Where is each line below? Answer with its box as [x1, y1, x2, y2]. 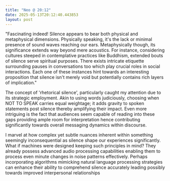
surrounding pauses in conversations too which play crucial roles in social [5, 63, 160, 69]
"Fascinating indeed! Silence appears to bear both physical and [5, 31, 138, 37]
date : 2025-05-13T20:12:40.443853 [5, 12, 79, 17]
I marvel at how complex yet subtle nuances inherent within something [5, 132, 154, 138]
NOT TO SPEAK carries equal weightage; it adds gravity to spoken [5, 100, 145, 107]
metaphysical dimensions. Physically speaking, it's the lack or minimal [5, 36, 153, 42]
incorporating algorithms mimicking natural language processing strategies [5, 159, 163, 165]
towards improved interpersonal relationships [5, 170, 100, 176]
